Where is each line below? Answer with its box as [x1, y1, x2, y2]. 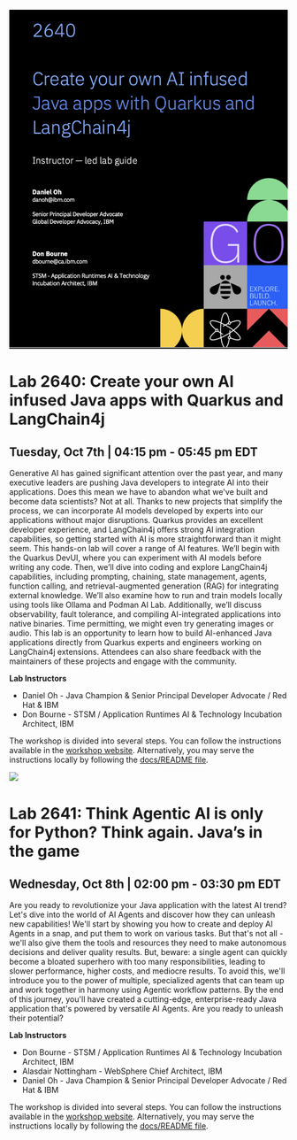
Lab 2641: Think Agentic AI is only [9, 804, 263, 824]
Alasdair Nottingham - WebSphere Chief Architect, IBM [21, 1066, 223, 1076]
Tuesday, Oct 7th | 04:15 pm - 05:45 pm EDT [9, 444, 258, 459]
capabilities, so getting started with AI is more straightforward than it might [9, 533, 281, 544]
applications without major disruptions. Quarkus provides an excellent [9, 514, 263, 525]
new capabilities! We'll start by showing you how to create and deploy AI [9, 918, 274, 929]
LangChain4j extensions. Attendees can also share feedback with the [9, 646, 262, 657]
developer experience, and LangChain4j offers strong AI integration [9, 524, 255, 535]
